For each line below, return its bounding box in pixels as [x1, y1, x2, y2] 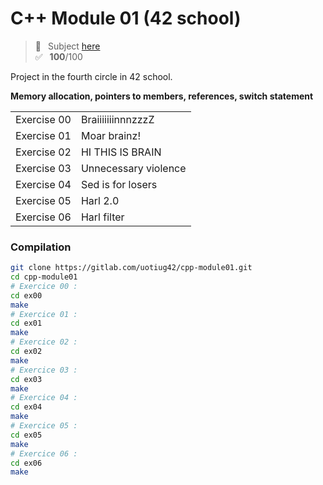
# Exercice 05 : [10, 421, 78, 431]
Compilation [10, 240, 72, 254]
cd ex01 [10, 318, 43, 329]
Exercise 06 [15, 210, 72, 224]
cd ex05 [10, 430, 43, 440]
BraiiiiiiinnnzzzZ [80, 112, 155, 126]
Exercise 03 [15, 161, 72, 175]
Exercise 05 [15, 193, 72, 207]
